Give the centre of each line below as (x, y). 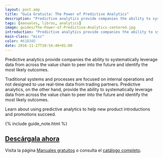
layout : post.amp (23, 9)
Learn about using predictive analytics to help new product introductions (78, 109)
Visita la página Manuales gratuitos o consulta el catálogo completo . (73, 150)
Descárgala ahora (32, 139)
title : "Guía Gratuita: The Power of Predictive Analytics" (67, 14)
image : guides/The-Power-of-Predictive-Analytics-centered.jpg (70, 28)
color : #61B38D (20, 41)
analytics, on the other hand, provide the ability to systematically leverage (79, 89)
